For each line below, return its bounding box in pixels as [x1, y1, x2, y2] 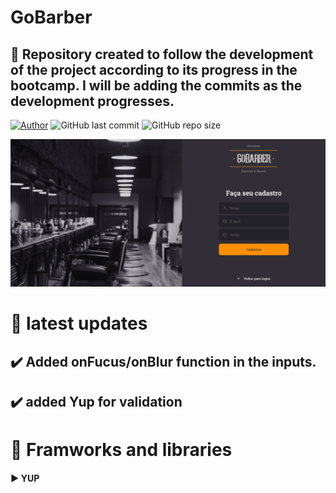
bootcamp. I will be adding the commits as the [10, 77, 303, 94]
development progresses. [10, 92, 175, 110]
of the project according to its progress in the [10, 61, 298, 78]
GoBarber [10, 6, 93, 29]
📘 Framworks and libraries [10, 439, 233, 461]
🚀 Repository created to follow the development [10, 46, 314, 63]
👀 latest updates [10, 312, 148, 335]
